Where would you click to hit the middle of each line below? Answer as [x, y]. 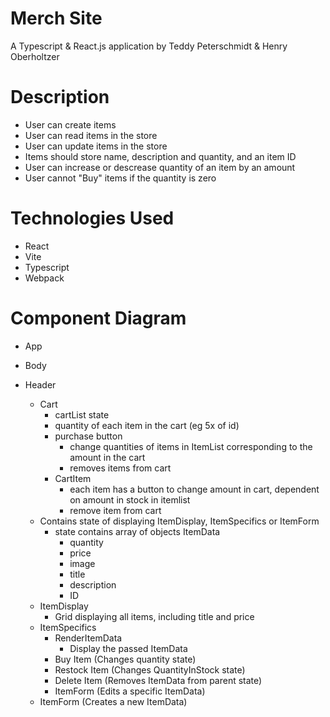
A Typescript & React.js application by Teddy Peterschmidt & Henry [149, 46]
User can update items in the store [96, 146]
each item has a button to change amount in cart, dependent [194, 489]
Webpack [44, 278]
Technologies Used [92, 218]
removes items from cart [120, 468]
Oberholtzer [35, 56]
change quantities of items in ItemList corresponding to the [191, 446]
